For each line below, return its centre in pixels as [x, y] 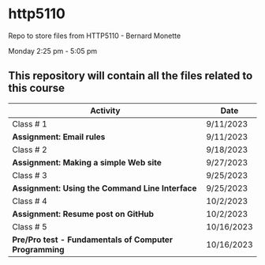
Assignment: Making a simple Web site [87, 162]
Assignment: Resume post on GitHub [83, 214]
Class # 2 [30, 150]
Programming [38, 249]
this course [37, 88]
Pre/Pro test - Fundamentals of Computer [93, 240]
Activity [105, 110]
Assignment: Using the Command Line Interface [105, 188]
